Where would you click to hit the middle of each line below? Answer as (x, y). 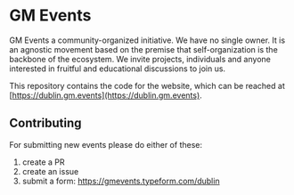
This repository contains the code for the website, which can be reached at (147, 85)
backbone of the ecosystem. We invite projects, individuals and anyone (140, 59)
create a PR (43, 162)
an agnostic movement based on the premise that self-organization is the (143, 49)
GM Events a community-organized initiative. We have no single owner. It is (147, 40)
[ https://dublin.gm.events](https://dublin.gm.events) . (106, 95)
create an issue (50, 171)
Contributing (45, 123)
